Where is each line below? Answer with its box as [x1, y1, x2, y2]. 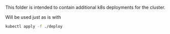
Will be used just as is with [5, 14, 61, 20]
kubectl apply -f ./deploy [5, 24, 63, 29]
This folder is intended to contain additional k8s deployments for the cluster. [5, 5, 166, 10]
